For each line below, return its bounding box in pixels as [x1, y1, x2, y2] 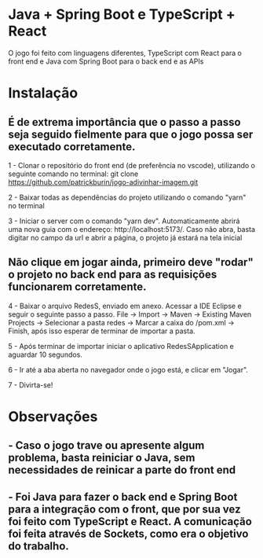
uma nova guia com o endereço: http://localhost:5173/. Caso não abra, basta [8, 224, 256, 233]
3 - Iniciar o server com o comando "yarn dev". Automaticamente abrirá [8, 216, 240, 226]
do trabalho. [8, 539, 69, 552]
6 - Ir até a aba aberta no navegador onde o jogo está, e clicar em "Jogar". [8, 365, 249, 374]
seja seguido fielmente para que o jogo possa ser [8, 127, 254, 141]
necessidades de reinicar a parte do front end [8, 464, 236, 477]
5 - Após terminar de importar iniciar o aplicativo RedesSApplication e [8, 341, 234, 351]
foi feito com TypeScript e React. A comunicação [8, 515, 253, 528]
